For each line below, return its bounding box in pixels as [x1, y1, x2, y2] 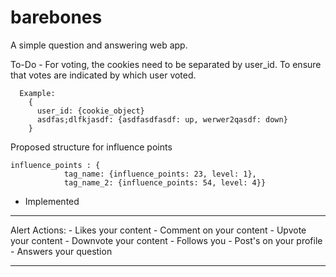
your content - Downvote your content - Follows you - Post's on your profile [10, 234, 323, 246]
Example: [19, 88, 56, 98]
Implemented [24, 195, 80, 207]
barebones [10, 6, 103, 29]
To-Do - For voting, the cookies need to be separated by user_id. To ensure [10, 58, 322, 70]
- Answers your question [10, 245, 113, 257]
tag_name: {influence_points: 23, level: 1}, [63, 169, 257, 179]
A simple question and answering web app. [10, 39, 188, 51]
